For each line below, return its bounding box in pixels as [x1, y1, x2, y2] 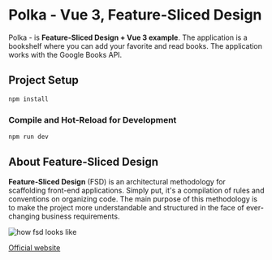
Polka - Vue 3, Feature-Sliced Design [8, 6, 262, 24]
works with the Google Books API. [8, 50, 123, 59]
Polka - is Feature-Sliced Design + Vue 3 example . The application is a [8, 32, 248, 42]
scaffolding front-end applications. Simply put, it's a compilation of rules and [8, 185, 265, 195]
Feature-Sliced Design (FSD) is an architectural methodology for [8, 176, 226, 186]
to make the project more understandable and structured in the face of [8, 202, 245, 212]
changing [8, 211, 41, 221]
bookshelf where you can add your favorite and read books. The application [8, 41, 262, 50]
